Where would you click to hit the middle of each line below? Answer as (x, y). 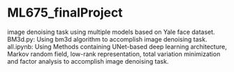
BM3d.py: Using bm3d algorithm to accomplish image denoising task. (107, 39)
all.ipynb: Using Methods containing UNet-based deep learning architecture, (117, 46)
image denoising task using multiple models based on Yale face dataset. (111, 32)
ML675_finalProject (65, 13)
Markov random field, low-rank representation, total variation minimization (114, 54)
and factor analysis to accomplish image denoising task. (88, 61)
